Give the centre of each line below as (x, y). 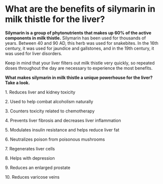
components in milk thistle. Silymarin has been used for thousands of (75, 38)
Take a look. (18, 83)
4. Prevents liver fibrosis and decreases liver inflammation (63, 120)
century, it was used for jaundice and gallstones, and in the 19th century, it (80, 48)
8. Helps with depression (30, 158)
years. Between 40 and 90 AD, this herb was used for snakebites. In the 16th (82, 43)
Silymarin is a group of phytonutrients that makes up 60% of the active (78, 33)
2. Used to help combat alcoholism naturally (49, 101)
